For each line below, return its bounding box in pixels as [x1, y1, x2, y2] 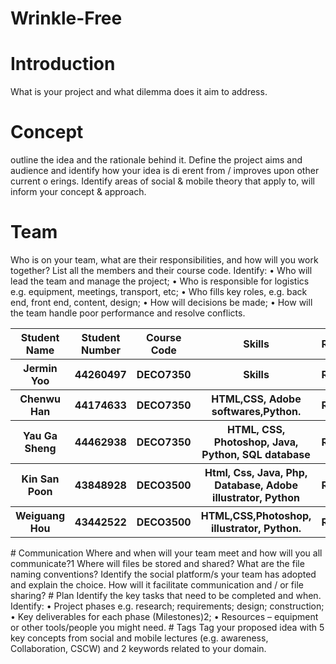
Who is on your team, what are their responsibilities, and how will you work [10, 254, 319, 266]
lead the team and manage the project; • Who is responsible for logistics [10, 275, 310, 287]
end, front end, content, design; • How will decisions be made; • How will [10, 297, 313, 308]
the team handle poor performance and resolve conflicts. [10, 307, 246, 319]
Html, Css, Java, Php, [204, 466, 308, 479]
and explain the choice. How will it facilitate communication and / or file [10, 579, 304, 591]
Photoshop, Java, [213, 435, 299, 449]
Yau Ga [23, 429, 58, 442]
